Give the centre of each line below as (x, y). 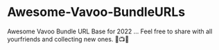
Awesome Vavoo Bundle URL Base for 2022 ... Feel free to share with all (110, 31)
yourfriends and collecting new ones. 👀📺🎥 (68, 39)
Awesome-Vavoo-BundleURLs (96, 12)
